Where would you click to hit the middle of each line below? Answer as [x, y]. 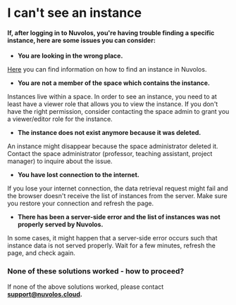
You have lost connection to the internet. [78, 175]
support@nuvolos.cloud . [45, 294]
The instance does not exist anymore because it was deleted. [109, 133]
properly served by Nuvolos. [60, 225]
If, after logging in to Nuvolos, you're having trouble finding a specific [111, 32]
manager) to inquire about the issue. [60, 161]
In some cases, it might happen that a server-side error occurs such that [112, 238]
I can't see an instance [75, 13]
